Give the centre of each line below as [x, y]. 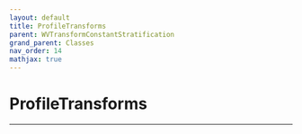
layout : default [40, 18]
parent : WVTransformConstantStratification [92, 34]
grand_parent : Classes [52, 43]
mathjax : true [36, 59]
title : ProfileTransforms [58, 26]
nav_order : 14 [36, 51]
